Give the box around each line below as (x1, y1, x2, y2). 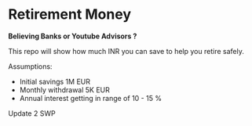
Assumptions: (8, 61, 53, 71)
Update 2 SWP (8, 108, 57, 118)
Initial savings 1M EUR (19, 77, 90, 86)
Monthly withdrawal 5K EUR (19, 85, 110, 95)
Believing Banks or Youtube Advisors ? (8, 31, 137, 41)
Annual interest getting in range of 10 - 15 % (19, 93, 163, 103)
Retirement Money (8, 5, 132, 23)
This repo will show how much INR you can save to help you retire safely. (8, 46, 245, 56)
